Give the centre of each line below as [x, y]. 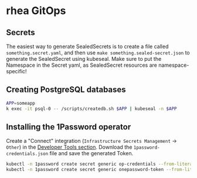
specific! [17, 71]
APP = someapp [21, 103]
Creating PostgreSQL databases [66, 90]
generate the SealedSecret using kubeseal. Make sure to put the [84, 59]
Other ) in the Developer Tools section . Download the [69, 147]
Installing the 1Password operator [69, 127]
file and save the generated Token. [91, 153]
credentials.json [27, 154]
